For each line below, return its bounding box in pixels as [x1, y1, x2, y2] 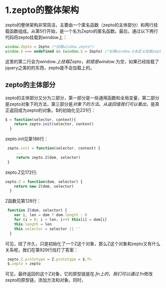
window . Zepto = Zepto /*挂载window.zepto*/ [5, 44, 95, 49]
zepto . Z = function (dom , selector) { [5, 179, 83, 184]
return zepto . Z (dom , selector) [16, 155, 81, 160]
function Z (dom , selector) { [7, 208, 68, 213]
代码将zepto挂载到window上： [5, 34, 68, 40]
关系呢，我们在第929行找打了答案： [5, 247, 78, 253]
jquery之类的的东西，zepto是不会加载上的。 [5, 65, 95, 71]
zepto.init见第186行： [5, 136, 48, 142]
